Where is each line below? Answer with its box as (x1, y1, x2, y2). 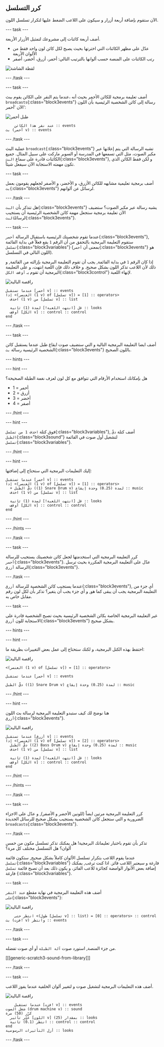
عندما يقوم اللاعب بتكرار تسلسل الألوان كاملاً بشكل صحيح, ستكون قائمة (5, 854, 135, 860)
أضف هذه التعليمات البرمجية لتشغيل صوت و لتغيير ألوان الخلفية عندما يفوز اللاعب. (5, 983, 154, 989)
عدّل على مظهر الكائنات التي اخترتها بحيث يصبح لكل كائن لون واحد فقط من (12, 45, 149, 51)
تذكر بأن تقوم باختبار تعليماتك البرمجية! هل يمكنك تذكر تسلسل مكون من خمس (5, 840, 147, 846)
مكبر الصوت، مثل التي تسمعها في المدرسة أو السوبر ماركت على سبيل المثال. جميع (5, 150, 156, 156)
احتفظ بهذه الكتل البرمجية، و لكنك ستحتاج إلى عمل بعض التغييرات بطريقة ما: (5, 646, 144, 652)
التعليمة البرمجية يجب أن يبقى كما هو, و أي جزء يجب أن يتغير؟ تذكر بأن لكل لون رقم (5, 588, 157, 594)
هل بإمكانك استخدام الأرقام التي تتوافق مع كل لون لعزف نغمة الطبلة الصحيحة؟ (5, 375, 148, 381)
